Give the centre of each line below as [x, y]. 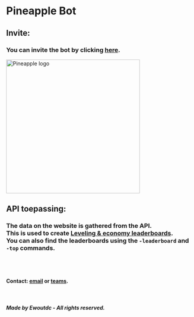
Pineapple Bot [41, 11]
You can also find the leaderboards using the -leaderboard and [98, 241]
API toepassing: [36, 209]
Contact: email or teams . [37, 281]
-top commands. [31, 248]
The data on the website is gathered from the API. [79, 226]
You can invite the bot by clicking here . [63, 50]
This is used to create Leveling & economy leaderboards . [90, 233]
